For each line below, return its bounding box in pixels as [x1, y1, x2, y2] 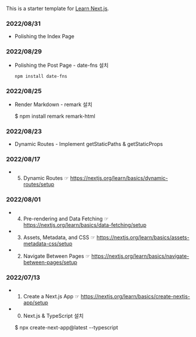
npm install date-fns [14, 73, 67, 79]
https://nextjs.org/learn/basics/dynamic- [70, 175, 169, 182]
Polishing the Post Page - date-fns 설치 [14, 62, 109, 69]
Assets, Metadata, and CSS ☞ [23, 234, 95, 241]
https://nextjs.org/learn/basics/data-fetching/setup [23, 221, 147, 228]
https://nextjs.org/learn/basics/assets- [96, 234, 190, 241]
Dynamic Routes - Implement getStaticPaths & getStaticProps [14, 141, 163, 148]
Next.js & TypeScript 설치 [23, 312, 84, 319]
